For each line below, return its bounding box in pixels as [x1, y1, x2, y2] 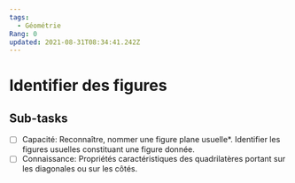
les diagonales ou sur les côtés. [21, 164, 138, 174]
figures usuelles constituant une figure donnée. [21, 144, 195, 155]
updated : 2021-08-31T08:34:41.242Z [9, 37, 141, 47]
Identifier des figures [9, 76, 167, 95]
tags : [9, 12, 29, 22]
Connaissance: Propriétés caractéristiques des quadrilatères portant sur [21, 154, 286, 164]
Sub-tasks [9, 111, 68, 126]
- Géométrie [17, 21, 62, 30]
